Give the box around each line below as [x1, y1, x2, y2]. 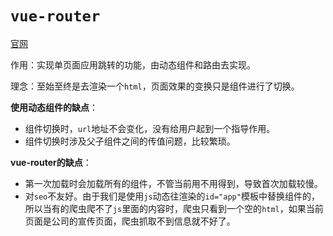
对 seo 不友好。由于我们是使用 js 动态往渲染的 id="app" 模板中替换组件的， [24, 190, 320, 202]
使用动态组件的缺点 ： [10, 101, 98, 113]
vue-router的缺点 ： [10, 156, 92, 168]
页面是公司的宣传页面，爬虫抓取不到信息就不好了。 [24, 215, 236, 227]
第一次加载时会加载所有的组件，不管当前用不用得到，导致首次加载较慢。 [24, 177, 323, 189]
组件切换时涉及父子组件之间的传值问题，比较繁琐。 [24, 135, 236, 147]
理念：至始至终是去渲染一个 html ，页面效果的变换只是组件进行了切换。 [10, 80, 300, 92]
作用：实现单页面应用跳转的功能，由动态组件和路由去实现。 [10, 58, 256, 71]
